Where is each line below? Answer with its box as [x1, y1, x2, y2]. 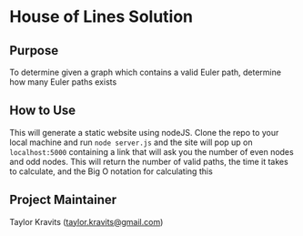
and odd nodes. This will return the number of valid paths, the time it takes [9, 156, 288, 167]
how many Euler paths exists [9, 77, 117, 87]
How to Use [9, 103, 76, 118]
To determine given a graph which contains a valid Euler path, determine [9, 67, 282, 77]
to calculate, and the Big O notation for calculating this [9, 166, 214, 177]
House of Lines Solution [9, 6, 194, 27]
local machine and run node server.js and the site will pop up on [9, 137, 253, 148]
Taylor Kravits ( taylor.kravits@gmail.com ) [9, 216, 164, 227]
